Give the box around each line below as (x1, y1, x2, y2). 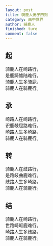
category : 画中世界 (5, 17, 44, 22)
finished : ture (5, 27, 38, 32)
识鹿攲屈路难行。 (5, 122, 41, 128)
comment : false (5, 31, 38, 36)
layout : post (5, 7, 33, 13)
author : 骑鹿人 (5, 21, 35, 27)
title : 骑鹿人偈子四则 (5, 12, 48, 17)
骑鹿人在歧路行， (5, 166, 41, 172)
